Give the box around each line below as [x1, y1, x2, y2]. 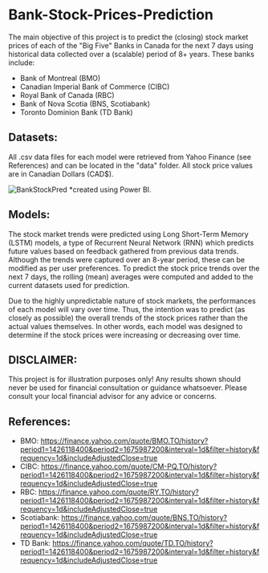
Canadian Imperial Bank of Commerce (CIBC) [19, 82, 170, 91]
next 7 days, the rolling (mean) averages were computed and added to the [8, 271, 254, 282]
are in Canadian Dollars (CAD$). [8, 169, 114, 178]
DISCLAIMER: [8, 353, 78, 367]
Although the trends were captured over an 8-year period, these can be [8, 254, 246, 264]
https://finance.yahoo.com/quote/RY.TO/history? [39, 487, 199, 497]
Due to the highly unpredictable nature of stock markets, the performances [8, 295, 257, 306]
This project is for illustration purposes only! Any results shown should [8, 375, 242, 384]
